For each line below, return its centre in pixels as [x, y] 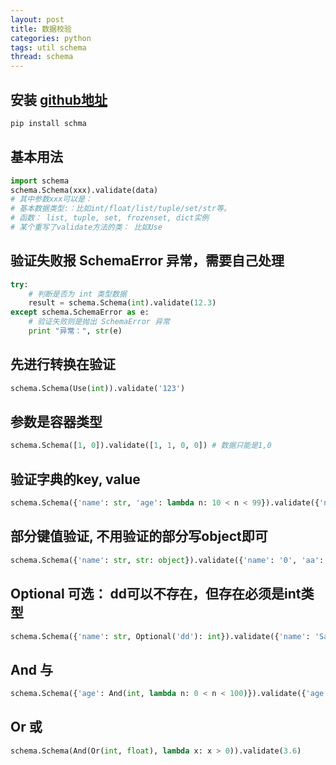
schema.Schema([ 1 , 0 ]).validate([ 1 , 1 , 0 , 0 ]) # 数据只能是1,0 [141, 446]
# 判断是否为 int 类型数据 [77, 294]
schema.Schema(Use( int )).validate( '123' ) [98, 388]
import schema [40, 181]
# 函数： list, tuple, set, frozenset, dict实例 [110, 218]
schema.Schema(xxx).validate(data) [84, 190]
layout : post [37, 19]
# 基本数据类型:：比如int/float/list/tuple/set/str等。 [121, 209]
